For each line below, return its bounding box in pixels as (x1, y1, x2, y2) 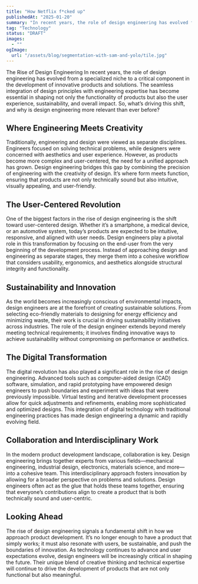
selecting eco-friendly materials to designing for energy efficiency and (6, 310, 178, 318)
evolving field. (6, 418, 41, 425)
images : (6, 36, 25, 42)
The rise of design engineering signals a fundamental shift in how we (6, 527, 174, 535)
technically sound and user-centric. (6, 495, 93, 502)
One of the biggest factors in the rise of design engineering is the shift (6, 215, 177, 223)
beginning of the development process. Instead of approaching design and (6, 247, 188, 254)
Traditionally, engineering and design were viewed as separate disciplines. (6, 139, 187, 146)
